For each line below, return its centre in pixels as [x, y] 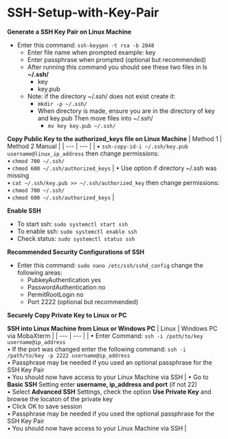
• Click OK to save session [45, 406]
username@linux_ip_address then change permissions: [83, 153]
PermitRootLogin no [55, 295]
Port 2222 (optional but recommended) [83, 301]
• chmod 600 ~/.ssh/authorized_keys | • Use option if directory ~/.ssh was [112, 168]
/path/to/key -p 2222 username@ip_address [69, 356]
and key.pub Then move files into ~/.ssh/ [95, 118]
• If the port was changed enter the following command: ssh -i [97, 349]
